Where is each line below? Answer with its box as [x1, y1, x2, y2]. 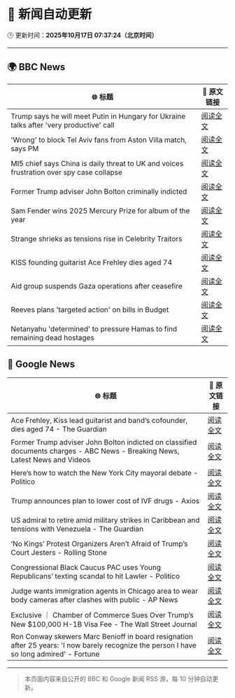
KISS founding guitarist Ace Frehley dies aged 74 [10, 257, 173, 267]
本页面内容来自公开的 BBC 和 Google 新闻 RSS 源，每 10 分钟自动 [24, 674, 213, 683]
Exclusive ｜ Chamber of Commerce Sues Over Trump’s [10, 610, 194, 620]
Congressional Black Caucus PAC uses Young [10, 562, 162, 572]
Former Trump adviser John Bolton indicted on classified [10, 437, 197, 447]
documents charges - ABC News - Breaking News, [10, 446, 180, 456]
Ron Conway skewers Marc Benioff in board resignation [10, 631, 194, 641]
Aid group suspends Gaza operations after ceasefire [10, 281, 183, 291]
